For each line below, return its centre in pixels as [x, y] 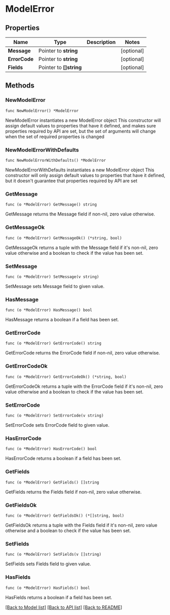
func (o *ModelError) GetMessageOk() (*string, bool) [64, 238]
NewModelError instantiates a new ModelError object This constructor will [83, 120]
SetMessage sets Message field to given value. [55, 286]
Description [101, 42]
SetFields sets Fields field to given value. [48, 564]
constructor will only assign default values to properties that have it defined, [85, 175]
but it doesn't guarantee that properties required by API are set [71, 181]
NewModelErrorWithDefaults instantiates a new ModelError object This [80, 170]
